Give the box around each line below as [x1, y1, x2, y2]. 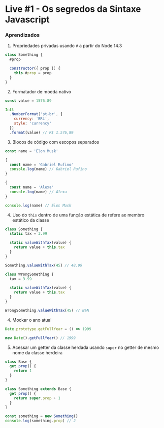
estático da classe [12, 217, 49, 223]
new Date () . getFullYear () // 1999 [5, 335, 76, 341]
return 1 [14, 368, 32, 374]
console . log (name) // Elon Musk [5, 203, 71, 208]
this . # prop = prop [14, 71, 52, 76]
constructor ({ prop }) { [9, 66, 61, 71]
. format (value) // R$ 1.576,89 [9, 130, 74, 135]
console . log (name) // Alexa [9, 189, 67, 194]
